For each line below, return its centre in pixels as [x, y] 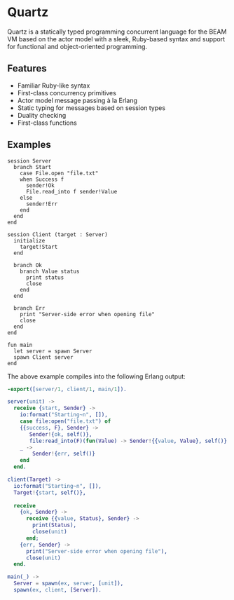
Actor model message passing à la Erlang [77, 100]
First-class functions [47, 123]
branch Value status [50, 271]
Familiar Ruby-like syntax [54, 86]
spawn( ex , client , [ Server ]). [57, 590]
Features [27, 68]
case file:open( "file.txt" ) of [66, 421]
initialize [29, 240]
